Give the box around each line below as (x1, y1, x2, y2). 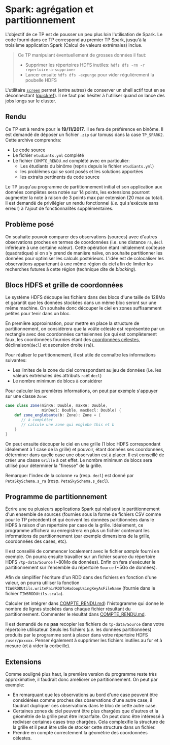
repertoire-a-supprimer (25, 67, 76, 72)
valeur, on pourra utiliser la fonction (5, 580, 80, 586)
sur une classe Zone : (5, 393, 48, 399)
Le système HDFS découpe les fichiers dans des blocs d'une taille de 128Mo (5, 294, 165, 300)
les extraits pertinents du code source (20, 174, 100, 180)
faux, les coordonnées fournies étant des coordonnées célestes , (5, 337, 141, 343)
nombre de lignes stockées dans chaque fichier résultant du (5, 606, 131, 612)
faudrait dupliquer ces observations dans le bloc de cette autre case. (12, 703, 157, 709)
